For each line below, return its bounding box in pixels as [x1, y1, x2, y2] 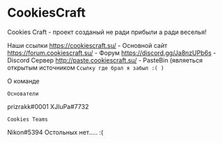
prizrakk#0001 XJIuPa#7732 [7, 102, 89, 110]
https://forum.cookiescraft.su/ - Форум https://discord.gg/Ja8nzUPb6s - [7, 49, 216, 57]
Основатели [7, 90, 39, 97]
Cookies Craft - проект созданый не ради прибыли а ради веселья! [7, 28, 207, 36]
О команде [7, 76, 40, 85]
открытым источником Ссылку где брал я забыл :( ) [7, 63, 164, 71]
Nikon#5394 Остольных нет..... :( [7, 128, 104, 136]
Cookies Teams [7, 116, 49, 123]
